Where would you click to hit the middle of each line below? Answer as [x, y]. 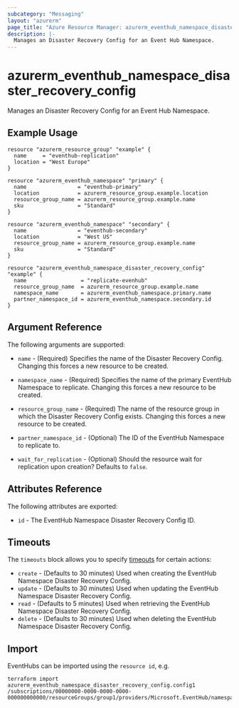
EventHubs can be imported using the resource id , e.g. [89, 666]
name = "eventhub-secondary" [81, 230]
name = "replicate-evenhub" [81, 280]
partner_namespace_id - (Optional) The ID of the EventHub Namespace [121, 437]
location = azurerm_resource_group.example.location [111, 193]
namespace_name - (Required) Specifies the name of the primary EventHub [124, 379]
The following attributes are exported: [63, 506]
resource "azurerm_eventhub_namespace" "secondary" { [89, 224]
